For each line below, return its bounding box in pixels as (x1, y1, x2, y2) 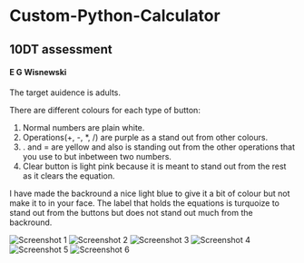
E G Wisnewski (9, 67, 67, 78)
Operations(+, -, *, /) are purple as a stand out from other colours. (22, 131, 269, 142)
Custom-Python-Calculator (9, 5, 221, 26)
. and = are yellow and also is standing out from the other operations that (22, 141, 296, 152)
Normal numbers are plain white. (22, 122, 145, 132)
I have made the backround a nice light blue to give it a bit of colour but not (9, 188, 290, 199)
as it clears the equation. (22, 170, 115, 181)
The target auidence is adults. (9, 87, 121, 98)
